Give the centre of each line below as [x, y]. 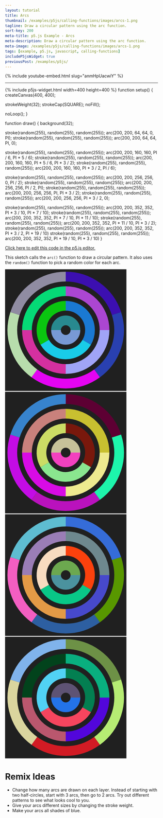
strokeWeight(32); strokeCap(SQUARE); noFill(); [53, 105]
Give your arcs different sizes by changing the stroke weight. [73, 805]
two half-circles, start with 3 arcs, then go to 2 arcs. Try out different [81, 795]
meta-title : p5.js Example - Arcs [40, 36]
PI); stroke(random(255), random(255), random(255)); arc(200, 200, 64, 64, [81, 138]
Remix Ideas [30, 776]
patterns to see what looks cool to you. [51, 800]
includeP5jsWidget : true [30, 56]
